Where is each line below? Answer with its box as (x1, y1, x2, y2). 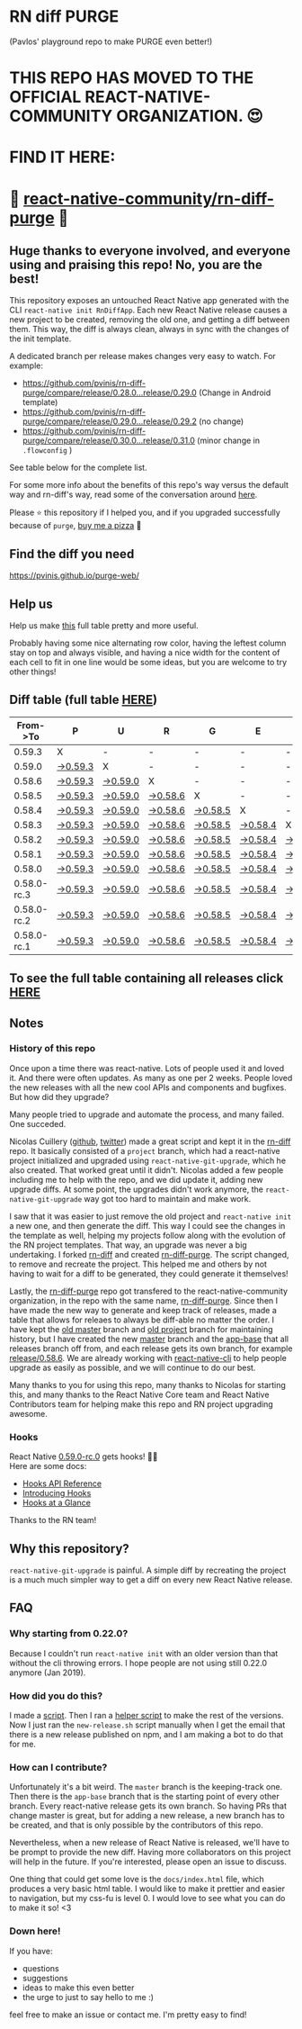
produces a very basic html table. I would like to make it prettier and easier (9, 1883, 286, 1894)
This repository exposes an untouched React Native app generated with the (9, 295, 289, 306)
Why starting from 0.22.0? (9, 1628, 129, 1640)
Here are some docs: (9, 1461, 87, 1472)
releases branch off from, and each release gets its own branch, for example (9, 1343, 293, 1354)
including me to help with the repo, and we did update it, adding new (9, 1174, 263, 1185)
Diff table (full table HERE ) (9, 692, 158, 708)
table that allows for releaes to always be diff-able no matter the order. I (9, 1314, 275, 1325)
